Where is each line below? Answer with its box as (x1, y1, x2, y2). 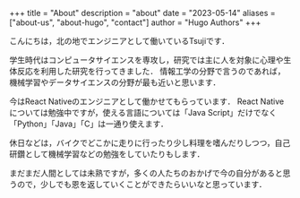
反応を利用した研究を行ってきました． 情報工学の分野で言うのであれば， (16, 66, 286, 76)
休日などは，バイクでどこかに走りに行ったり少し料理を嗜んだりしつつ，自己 (9, 138, 291, 148)
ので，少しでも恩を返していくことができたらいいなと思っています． (16, 179, 267, 189)
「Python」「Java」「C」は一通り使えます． (9, 118, 168, 129)
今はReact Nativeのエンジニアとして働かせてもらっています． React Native (9, 96, 285, 107)
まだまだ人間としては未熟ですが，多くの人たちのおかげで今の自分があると (9, 168, 284, 178)
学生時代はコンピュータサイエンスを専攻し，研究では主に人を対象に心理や (9, 55, 284, 65)
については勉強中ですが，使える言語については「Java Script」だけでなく (9, 108, 278, 117)
